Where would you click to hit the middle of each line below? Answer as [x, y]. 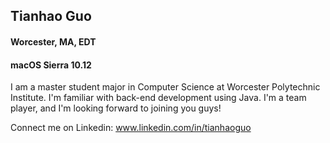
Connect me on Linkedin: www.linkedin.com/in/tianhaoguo [131, 128]
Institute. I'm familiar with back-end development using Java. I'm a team [158, 98]
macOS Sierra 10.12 [51, 65]
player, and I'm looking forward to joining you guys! [116, 108]
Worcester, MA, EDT [53, 41]
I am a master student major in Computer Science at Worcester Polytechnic [165, 87]
